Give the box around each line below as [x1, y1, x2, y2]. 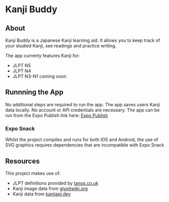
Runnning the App [5, 88, 64, 97]
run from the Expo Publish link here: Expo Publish [5, 112, 108, 118]
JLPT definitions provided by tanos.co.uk [12, 180, 99, 186]
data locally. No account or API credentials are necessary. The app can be [5, 107, 160, 113]
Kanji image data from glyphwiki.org [12, 185, 88, 191]
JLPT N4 [12, 68, 31, 74]
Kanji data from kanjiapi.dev [12, 191, 71, 197]
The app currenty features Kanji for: [5, 52, 80, 59]
